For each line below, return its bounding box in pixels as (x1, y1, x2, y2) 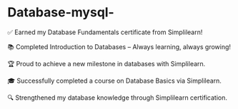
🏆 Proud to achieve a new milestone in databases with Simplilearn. (7, 59, 206, 68)
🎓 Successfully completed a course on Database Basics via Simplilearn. (7, 76, 222, 85)
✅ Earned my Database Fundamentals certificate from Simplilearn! (7, 28, 203, 36)
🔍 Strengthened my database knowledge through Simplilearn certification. (7, 93, 227, 102)
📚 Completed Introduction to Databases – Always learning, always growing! (7, 42, 231, 51)
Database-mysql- (7, 4, 114, 21)
